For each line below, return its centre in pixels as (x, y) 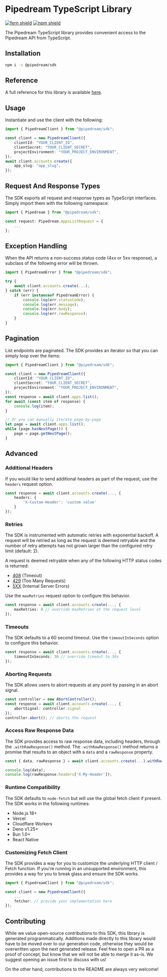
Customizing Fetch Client (37, 852)
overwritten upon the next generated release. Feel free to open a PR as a (80, 949)
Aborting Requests (29, 674)
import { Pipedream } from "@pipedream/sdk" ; (53, 212)
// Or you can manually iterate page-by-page (53, 420)
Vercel (19, 818)
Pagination (22, 338)
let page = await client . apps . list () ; (45, 424)
